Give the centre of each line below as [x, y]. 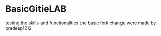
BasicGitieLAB [36, 9]
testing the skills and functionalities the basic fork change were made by [81, 23]
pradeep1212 [18, 28]
